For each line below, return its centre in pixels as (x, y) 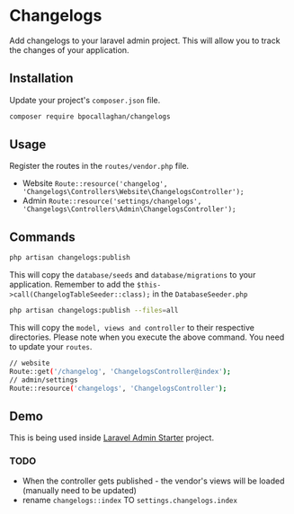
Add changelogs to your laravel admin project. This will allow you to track (145, 40)
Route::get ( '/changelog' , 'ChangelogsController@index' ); (120, 371)
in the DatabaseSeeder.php (200, 294)
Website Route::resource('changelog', (95, 183)
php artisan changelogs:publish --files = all (94, 311)
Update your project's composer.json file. (85, 100)
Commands (43, 237)
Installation (41, 79)
